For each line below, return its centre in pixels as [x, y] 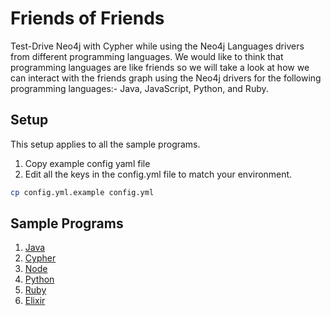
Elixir [35, 301]
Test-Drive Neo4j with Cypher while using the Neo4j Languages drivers [157, 46]
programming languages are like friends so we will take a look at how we [160, 67]
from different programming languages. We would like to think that [147, 56]
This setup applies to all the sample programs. [105, 144]
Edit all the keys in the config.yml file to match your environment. [158, 174]
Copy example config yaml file [87, 163]
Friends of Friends [87, 18]
